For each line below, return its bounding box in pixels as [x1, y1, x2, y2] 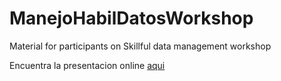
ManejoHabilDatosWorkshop [9, 7, 254, 30]
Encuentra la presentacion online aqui [9, 59, 166, 71]
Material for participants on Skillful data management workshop [9, 40, 272, 52]
